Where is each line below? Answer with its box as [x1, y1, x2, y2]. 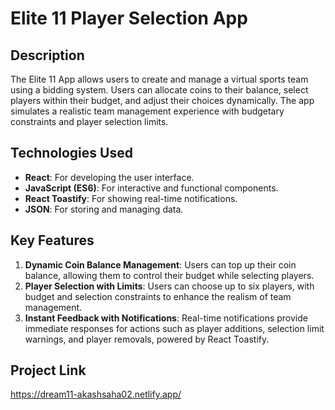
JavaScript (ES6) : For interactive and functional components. [24, 182, 279, 194]
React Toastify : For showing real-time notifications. [24, 192, 238, 204]
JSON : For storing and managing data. [24, 203, 184, 215]
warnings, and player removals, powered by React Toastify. [24, 333, 270, 345]
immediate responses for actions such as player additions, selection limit [24, 322, 325, 334]
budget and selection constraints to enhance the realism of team [24, 290, 292, 302]
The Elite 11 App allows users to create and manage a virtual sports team [10, 73, 309, 85]
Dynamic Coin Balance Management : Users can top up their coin [24, 258, 297, 271]
